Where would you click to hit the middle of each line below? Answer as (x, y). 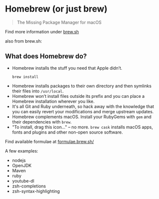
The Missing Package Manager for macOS (59, 22)
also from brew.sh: (24, 41)
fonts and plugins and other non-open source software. (67, 132)
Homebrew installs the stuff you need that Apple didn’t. (67, 68)
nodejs (19, 160)
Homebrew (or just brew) (56, 9)
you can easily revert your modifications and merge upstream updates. (83, 111)
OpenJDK (22, 165)
